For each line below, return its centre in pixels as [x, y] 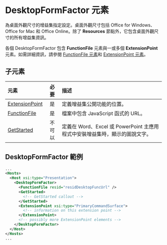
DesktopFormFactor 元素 [57, 10]
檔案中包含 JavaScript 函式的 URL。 [104, 113]
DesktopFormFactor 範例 [44, 157]
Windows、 [143, 25]
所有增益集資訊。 [31, 37]
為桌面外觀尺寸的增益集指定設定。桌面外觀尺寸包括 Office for [68, 25]
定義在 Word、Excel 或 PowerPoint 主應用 [110, 126]
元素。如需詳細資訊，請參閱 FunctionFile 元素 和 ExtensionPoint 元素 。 [77, 54]
